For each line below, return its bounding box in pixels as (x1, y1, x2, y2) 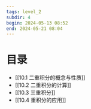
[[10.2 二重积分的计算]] (14, 81, 71, 89)
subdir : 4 (6, 14, 31, 20)
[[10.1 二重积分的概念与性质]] (14, 74, 86, 81)
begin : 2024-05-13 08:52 (6, 20, 68, 26)
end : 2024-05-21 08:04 (6, 25, 63, 32)
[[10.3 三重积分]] (14, 89, 56, 96)
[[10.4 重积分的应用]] (14, 96, 66, 104)
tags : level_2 (6, 8, 42, 15)
